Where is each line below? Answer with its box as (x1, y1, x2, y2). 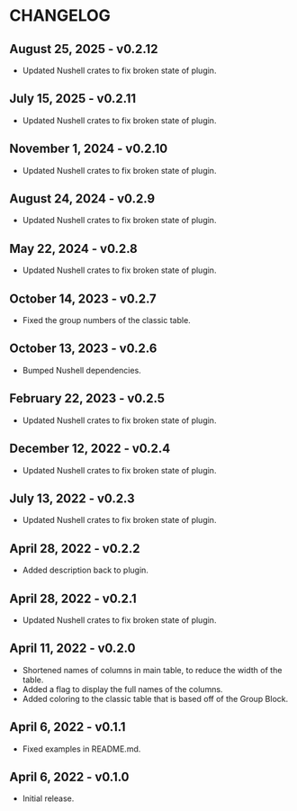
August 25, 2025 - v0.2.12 (9, 41, 158, 57)
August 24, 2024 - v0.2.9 (9, 191, 156, 207)
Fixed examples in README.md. (22, 743, 141, 754)
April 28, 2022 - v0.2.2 (9, 541, 140, 556)
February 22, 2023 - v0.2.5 (9, 391, 165, 406)
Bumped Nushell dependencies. (22, 365, 141, 375)
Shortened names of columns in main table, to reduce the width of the (22, 664, 283, 675)
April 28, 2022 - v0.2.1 (9, 590, 137, 606)
